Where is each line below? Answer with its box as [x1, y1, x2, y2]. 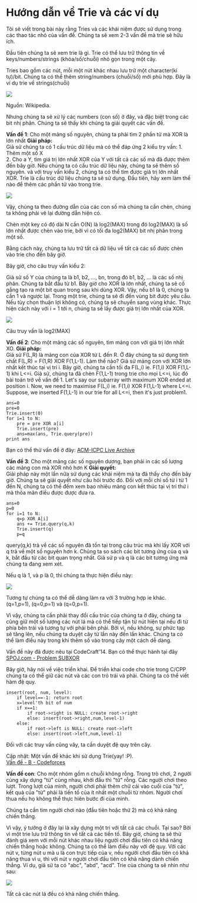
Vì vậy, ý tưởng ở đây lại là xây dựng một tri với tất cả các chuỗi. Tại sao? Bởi [6, 824, 191, 831]
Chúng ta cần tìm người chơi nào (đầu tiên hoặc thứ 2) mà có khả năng [6, 806, 178, 814]
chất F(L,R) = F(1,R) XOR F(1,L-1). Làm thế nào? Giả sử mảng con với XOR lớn [6, 357, 191, 364]
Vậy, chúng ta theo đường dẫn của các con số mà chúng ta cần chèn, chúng [6, 203, 191, 210]
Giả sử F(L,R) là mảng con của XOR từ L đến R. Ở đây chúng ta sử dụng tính [6, 351, 189, 358]
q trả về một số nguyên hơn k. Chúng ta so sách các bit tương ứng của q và [6, 547, 189, 555]
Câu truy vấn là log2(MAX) [6, 327, 71, 335]
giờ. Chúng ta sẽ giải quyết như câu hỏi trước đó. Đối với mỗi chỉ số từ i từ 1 [6, 476, 188, 483]
